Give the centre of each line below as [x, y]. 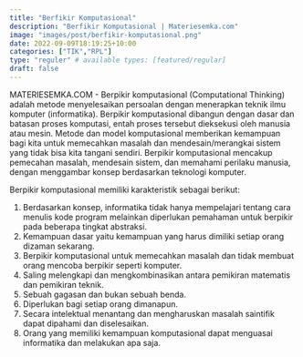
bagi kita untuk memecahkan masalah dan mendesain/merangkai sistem [145, 143]
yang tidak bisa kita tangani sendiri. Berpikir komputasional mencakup [141, 152]
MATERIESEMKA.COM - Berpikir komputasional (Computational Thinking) [147, 94]
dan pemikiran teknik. [63, 284]
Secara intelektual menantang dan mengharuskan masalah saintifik [149, 313]
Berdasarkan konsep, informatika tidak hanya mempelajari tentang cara [157, 207]
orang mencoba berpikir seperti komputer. [102, 265]
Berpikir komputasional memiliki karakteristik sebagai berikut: [125, 189]
